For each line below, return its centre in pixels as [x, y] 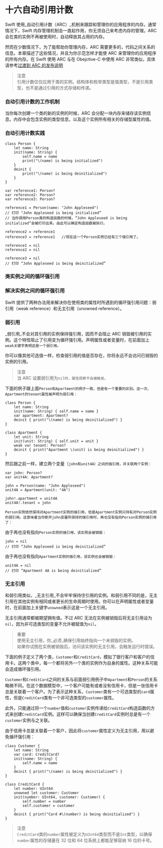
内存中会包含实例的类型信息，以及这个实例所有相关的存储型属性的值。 [83, 119]
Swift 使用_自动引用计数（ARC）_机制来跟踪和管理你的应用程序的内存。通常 [81, 24]
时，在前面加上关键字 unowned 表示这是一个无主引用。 [57, 608]
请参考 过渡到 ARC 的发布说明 [34, 65]
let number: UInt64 [33, 789]
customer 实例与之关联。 [29, 720]
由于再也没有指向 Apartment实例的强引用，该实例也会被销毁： [61, 556]
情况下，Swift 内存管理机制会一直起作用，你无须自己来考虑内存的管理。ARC [81, 30]
